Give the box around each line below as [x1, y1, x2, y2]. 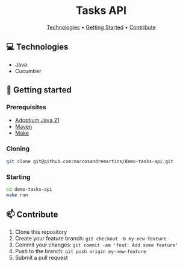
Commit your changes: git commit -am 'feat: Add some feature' [14, 241, 179, 248]
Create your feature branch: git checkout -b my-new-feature [14, 235, 167, 242]
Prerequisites [6, 103, 46, 112]
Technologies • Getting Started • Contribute [46, 24, 156, 31]
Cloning [6, 144, 30, 153]
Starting [6, 173, 31, 181]
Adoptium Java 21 [14, 117, 60, 124]
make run [6, 191, 28, 198]
